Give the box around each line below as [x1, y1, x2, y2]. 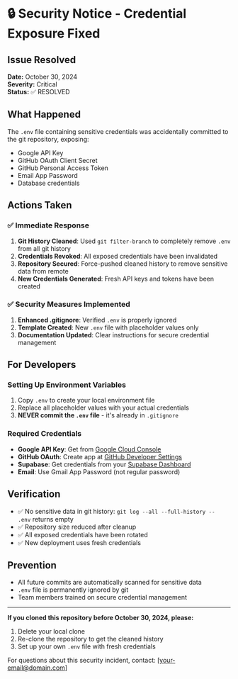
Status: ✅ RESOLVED [7, 88, 70, 96]
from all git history [17, 244, 71, 252]
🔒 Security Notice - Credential [7, 6, 187, 22]
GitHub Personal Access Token [17, 164, 108, 172]
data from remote [17, 266, 69, 275]
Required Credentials [7, 429, 82, 439]
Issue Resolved [7, 54, 76, 66]
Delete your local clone [17, 627, 85, 636]
